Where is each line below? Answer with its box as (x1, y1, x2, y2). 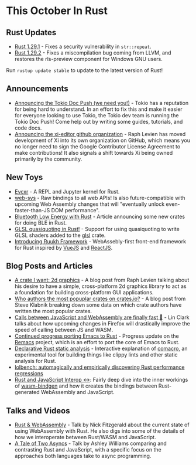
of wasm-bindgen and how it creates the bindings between (14, 382, 157, 389)
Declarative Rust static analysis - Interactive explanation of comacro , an (14, 345, 188, 352)
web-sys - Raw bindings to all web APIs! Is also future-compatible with (14, 194, 185, 201)
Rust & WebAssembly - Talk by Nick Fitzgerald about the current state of (14, 421, 190, 429)
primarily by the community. (14, 155, 82, 162)
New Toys (6, 172, 43, 182)
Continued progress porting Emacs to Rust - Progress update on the (14, 332, 180, 340)
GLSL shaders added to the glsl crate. (14, 232, 106, 239)
